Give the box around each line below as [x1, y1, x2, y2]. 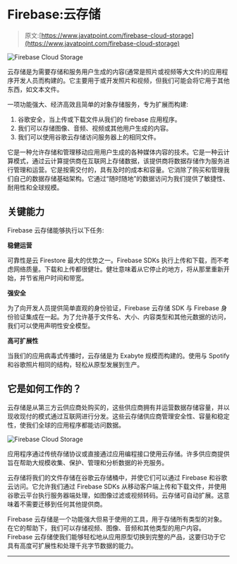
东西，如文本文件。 [7, 85, 63, 93]
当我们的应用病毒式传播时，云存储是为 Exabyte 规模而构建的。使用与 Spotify [7, 351, 230, 360]
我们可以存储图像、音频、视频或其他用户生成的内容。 [17, 124, 173, 132]
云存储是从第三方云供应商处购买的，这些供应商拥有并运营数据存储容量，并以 [7, 403, 230, 411]
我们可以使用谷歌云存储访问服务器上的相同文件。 [17, 132, 160, 141]
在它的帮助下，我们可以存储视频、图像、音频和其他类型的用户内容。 [7, 524, 205, 532]
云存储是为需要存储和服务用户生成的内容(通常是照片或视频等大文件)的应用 [7, 67, 222, 76]
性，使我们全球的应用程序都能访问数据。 [7, 421, 125, 429]
